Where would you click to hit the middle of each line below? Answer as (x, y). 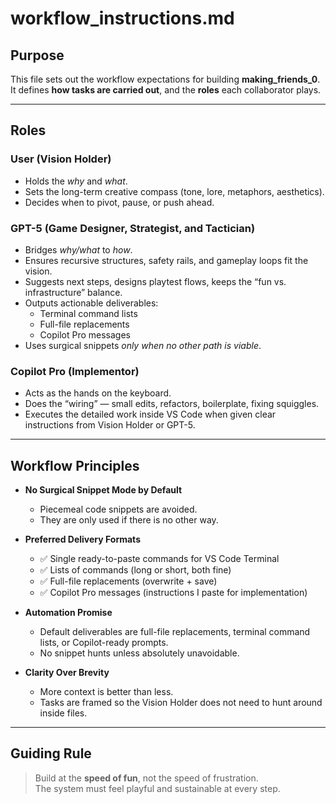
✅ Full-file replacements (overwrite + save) (128, 581)
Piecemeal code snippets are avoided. (118, 509)
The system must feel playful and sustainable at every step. (157, 788)
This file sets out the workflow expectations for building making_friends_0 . (165, 79)
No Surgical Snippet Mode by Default (103, 490)
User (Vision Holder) (61, 159)
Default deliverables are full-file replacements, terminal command (175, 632)
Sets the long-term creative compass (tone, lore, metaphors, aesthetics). (174, 191)
